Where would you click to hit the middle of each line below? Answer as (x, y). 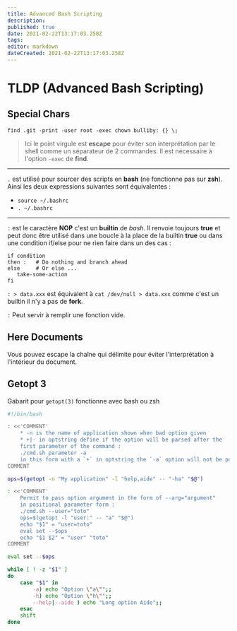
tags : (15, 40)
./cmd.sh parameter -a (53, 453)
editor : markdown (33, 47)
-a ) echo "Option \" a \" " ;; (72, 589)
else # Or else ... (42, 268)
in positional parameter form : (67, 505)
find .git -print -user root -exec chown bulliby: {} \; (93, 130)
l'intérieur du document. (42, 362)
